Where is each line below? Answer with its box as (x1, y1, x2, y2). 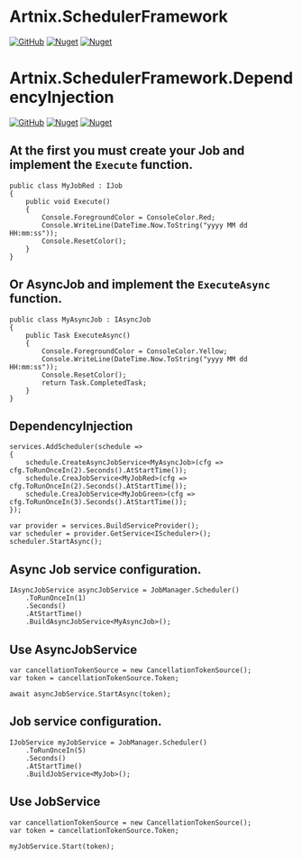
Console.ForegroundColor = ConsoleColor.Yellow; (41, 346, 228, 356)
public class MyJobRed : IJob (9, 181, 124, 191)
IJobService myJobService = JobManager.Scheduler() (9, 738, 207, 747)
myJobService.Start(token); (9, 842, 115, 851)
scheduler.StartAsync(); (9, 537, 103, 547)
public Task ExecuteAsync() (25, 331, 131, 340)
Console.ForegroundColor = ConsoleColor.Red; (41, 212, 216, 222)
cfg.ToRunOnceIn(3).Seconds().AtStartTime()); (9, 498, 188, 507)
